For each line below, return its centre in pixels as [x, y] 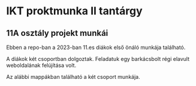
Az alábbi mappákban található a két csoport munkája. [73, 77]
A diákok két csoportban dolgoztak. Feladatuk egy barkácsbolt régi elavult [98, 59]
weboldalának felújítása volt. [41, 65]
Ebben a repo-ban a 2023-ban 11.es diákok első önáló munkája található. [96, 47]
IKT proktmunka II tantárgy [74, 11]
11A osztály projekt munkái [57, 33]
